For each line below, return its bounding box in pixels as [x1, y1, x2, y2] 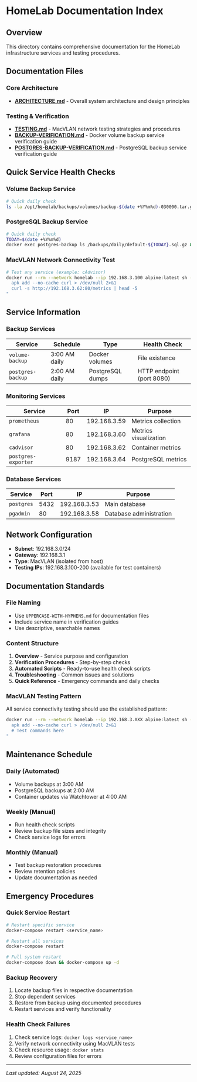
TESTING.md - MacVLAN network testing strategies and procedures [14, 125, 181, 132]
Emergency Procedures [6, 891, 94, 901]
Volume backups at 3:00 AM [14, 780, 84, 788]
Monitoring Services [6, 392, 66, 400]
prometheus [9, 418, 39, 424]
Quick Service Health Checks [6, 168, 116, 177]
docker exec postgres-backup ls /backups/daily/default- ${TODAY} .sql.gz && [6, 242, 195, 248]
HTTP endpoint [137, 367, 180, 375]
